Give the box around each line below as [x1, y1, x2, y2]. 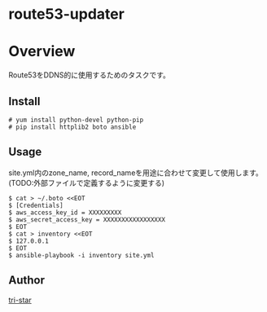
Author [8, 274, 45, 288]
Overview [8, 42, 76, 61]
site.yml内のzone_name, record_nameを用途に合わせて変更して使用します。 [8, 168, 263, 178]
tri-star [8, 295, 32, 305]
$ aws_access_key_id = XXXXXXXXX [8, 209, 122, 217]
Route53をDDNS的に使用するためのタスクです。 [8, 70, 171, 80]
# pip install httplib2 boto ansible [8, 123, 137, 131]
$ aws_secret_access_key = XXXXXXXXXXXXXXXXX [8, 215, 165, 224]
